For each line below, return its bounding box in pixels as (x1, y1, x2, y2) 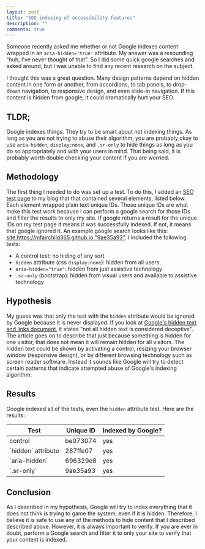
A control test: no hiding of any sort (15, 252, 105, 259)
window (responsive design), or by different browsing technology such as (6, 351, 192, 359)
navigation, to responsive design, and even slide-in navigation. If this (21, 87, 195, 95)
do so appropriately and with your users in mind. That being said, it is (6, 148, 181, 155)
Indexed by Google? (102, 426, 162, 434)
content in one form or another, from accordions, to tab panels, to (6, 81, 172, 88)
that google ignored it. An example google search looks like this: (6, 227, 168, 234)
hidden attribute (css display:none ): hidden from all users (15, 258, 160, 266)
